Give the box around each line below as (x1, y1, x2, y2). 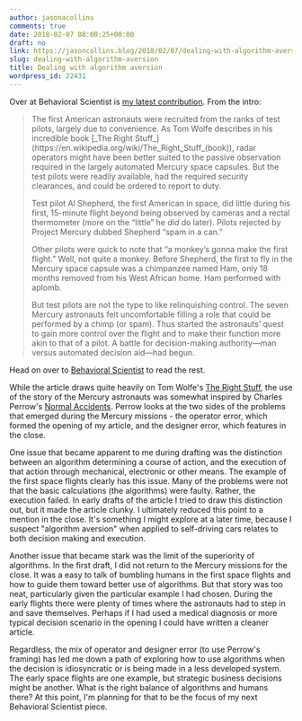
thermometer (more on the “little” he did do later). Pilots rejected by (31, 216, 281, 227)
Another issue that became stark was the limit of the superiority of (9, 550, 255, 561)
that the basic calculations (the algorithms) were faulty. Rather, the (9, 485, 256, 496)
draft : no (9, 38, 47, 48)
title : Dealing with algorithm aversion (9, 64, 164, 73)
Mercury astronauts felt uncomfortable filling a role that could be (31, 309, 271, 320)
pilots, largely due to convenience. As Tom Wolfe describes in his (31, 123, 273, 134)
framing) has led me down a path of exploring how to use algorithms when (9, 653, 286, 664)
